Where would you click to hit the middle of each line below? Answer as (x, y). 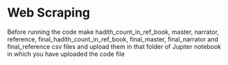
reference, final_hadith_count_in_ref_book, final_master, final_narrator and (113, 39)
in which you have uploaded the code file (66, 54)
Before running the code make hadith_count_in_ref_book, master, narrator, (113, 32)
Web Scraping (49, 13)
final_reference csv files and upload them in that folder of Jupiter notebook (114, 46)
